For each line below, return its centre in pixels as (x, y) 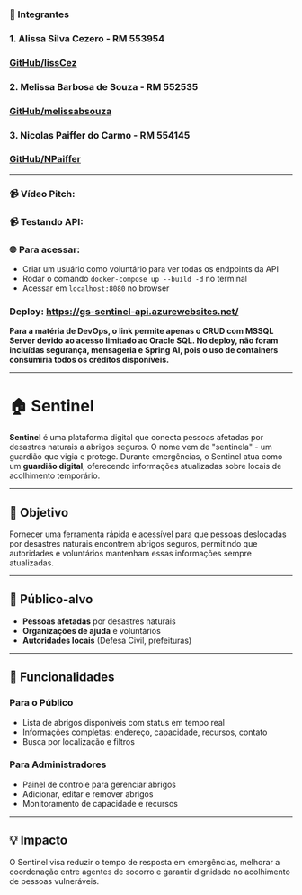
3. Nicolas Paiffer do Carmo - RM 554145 (100, 135)
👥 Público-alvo (51, 599)
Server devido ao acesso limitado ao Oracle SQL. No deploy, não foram (144, 340)
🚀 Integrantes (40, 14)
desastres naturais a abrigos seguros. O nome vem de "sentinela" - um (141, 447)
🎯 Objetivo (39, 512)
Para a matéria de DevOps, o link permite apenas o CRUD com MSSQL (142, 331)
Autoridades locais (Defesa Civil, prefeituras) (107, 640)
